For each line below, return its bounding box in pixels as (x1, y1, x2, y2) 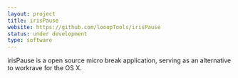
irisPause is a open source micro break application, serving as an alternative (7, 56, 232, 65)
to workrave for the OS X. (7, 64, 82, 72)
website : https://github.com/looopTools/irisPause (7, 23, 161, 30)
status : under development (7, 30, 88, 38)
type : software (7, 37, 53, 44)
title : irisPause (7, 17, 59, 24)
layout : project (7, 10, 56, 18)
